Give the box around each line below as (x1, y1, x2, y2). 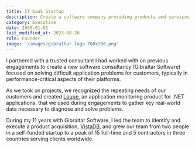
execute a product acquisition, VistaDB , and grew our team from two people (6, 123, 189, 130)
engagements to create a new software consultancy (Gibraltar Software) (6, 63, 181, 70)
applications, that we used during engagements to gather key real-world (6, 99, 180, 106)
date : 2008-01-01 (6, 24, 49, 31)
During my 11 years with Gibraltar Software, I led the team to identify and (6, 117, 180, 124)
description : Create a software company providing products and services (6, 14, 190, 20)
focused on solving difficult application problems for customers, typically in (6, 69, 188, 76)
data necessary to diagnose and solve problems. (6, 105, 124, 112)
